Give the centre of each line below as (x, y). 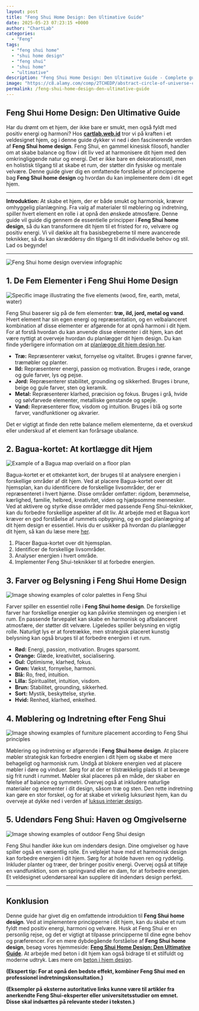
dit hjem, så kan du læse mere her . (48, 532)
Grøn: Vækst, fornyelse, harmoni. (55, 669)
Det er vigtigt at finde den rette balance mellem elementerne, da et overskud (99, 424)
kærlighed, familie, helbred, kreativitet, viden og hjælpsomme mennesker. (96, 500)
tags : (13, 45)
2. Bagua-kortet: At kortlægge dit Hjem (79, 449)
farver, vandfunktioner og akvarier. (57, 412)
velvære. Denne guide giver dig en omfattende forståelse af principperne (95, 171)
